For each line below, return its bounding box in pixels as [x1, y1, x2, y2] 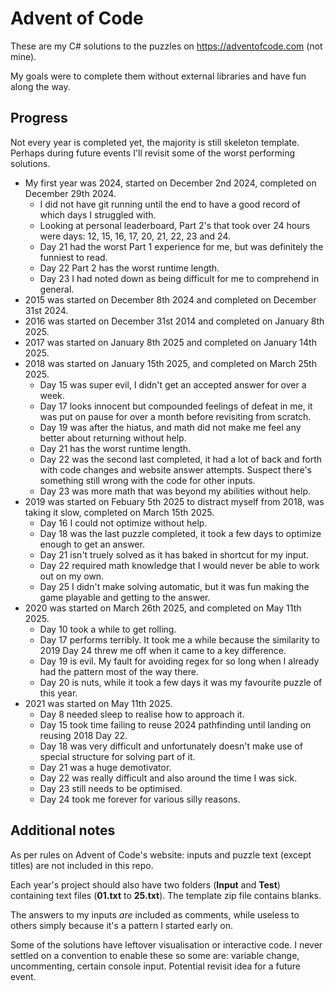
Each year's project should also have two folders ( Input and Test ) [10, 878, 281, 891]
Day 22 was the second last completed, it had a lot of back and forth [39, 453, 323, 465]
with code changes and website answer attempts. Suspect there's [39, 463, 312, 476]
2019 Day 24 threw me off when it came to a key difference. [39, 644, 287, 656]
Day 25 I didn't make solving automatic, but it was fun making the [39, 580, 310, 592]
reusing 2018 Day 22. [39, 729, 128, 741]
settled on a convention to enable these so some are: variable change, [10, 949, 300, 961]
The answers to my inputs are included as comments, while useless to [10, 908, 300, 921]
